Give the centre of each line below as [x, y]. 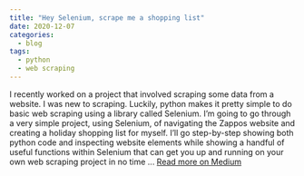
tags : [20, 52]
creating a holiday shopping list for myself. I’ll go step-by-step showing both [152, 132]
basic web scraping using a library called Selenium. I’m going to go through [150, 113]
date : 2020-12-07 [42, 26]
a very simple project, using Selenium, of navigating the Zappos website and [152, 122]
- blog [30, 43]
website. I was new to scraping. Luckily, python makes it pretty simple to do [151, 103]
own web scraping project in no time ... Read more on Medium [126, 161]
